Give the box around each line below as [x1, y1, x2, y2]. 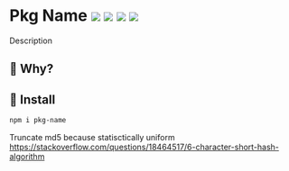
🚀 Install [9, 92, 56, 107]
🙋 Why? [9, 61, 54, 76]
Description [9, 35, 52, 46]
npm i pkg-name [9, 116, 67, 125]
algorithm [9, 151, 45, 162]
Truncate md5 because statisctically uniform [9, 132, 175, 143]
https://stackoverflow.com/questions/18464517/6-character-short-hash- [9, 141, 280, 153]
